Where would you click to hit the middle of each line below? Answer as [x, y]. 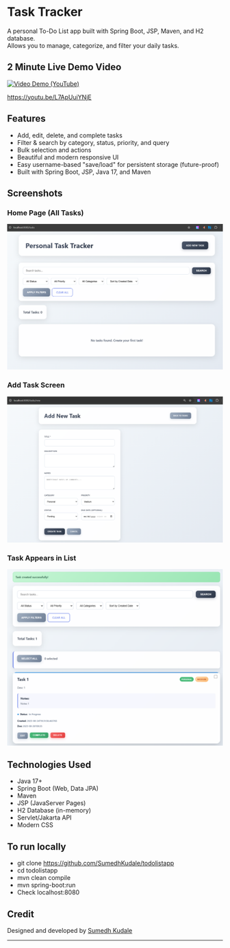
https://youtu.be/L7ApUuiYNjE [49, 97]
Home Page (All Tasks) [46, 212]
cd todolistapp [37, 870]
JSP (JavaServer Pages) [51, 803]
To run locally [37, 847]
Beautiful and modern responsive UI [68, 157]
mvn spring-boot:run [46, 885]
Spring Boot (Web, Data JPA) [58, 789]
